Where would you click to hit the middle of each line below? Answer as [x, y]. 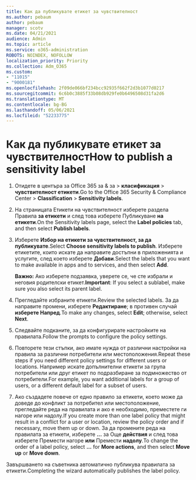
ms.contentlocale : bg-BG [36, 104]
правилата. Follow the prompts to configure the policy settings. [91, 336]
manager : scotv [25, 28]
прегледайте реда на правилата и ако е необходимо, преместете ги [101, 409]
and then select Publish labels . [52, 229]
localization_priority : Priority [47, 61]
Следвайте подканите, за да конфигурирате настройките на [90, 331]
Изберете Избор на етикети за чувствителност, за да [83, 240]
